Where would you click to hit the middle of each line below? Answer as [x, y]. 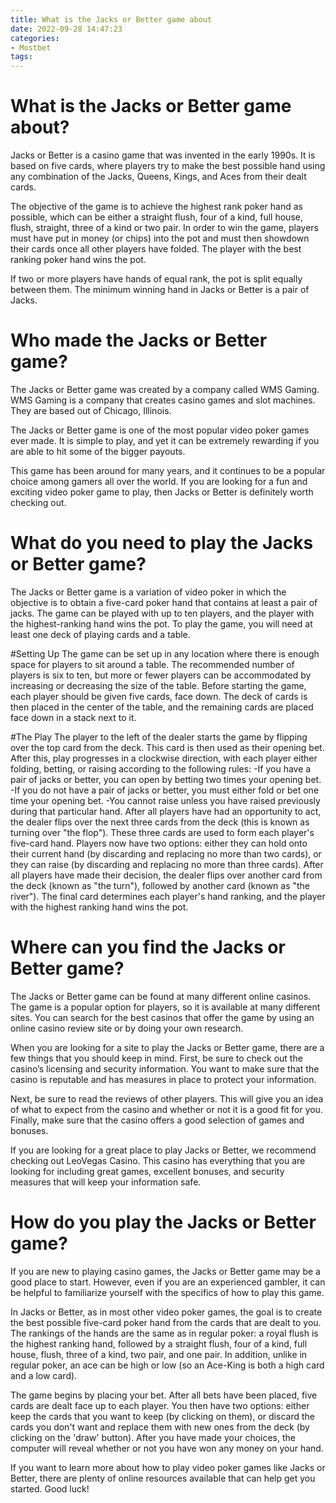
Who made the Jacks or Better [139, 340]
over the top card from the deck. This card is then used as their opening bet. [167, 747]
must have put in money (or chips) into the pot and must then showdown [160, 238]
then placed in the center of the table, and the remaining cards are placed [162, 707]
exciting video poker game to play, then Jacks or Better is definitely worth [162, 492]
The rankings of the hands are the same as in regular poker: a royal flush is [164, 1333]
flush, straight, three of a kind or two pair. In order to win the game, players [164, 228]
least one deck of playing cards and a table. [100, 634]
